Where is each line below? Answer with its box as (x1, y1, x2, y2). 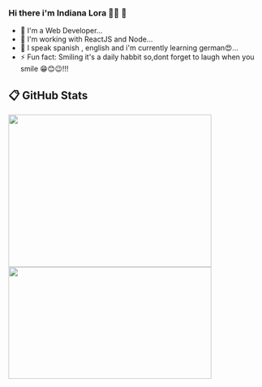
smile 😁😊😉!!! (19, 64, 69, 74)
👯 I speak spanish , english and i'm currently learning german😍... (19, 43, 239, 53)
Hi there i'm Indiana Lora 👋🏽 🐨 (8, 7, 127, 19)
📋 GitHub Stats (8, 89, 88, 102)
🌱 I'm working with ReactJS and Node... (19, 34, 153, 44)
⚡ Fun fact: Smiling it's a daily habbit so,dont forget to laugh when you (19, 52, 255, 62)
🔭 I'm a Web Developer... (19, 26, 103, 36)
